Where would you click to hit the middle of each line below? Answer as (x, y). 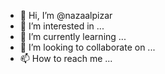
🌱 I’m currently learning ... (73, 36)
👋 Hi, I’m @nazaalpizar (66, 15)
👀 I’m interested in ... (62, 26)
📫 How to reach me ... (66, 58)
